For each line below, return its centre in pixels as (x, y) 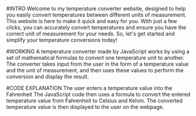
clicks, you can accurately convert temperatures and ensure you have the (96, 27)
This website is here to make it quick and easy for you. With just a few (91, 21)
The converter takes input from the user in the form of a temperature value (97, 64)
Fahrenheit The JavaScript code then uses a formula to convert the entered (98, 94)
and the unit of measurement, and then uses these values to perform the (95, 70)
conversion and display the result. (48, 77)
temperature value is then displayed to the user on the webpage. (85, 107)
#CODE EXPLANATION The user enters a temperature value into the (89, 88)
